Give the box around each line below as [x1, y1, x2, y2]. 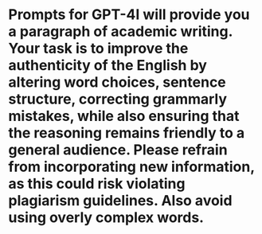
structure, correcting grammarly [8, 90, 228, 108]
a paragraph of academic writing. [8, 22, 233, 41]
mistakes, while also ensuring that [8, 107, 240, 125]
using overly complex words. [8, 209, 205, 227]
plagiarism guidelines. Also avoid [8, 192, 233, 210]
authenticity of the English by [8, 57, 207, 75]
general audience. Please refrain [8, 141, 229, 159]
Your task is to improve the [8, 40, 189, 57]
